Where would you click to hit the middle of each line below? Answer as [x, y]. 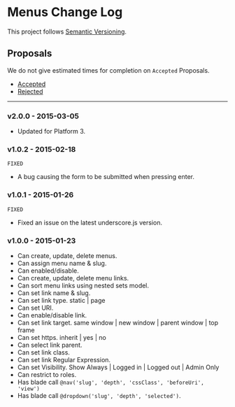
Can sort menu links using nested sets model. [83, 285]
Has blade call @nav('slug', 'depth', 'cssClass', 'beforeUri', [111, 382]
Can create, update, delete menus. [67, 255]
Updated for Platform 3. [51, 131]
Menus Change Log [65, 12]
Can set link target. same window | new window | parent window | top [118, 322]
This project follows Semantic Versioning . [67, 31]
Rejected [30, 91]
